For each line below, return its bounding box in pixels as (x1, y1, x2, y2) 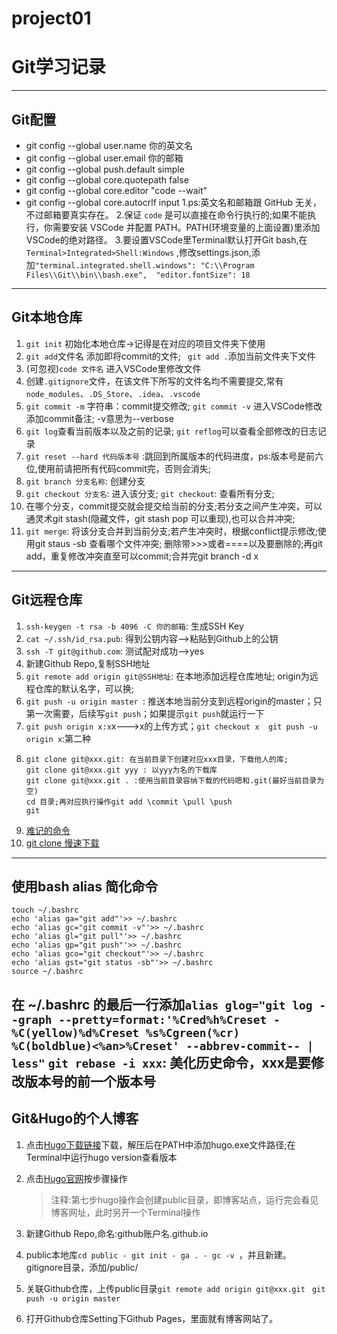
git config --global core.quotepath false (25, 173, 189, 186)
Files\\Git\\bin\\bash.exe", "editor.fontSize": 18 (25, 270, 251, 280)
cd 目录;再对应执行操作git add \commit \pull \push (25, 797, 233, 807)
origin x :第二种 (25, 732, 92, 744)
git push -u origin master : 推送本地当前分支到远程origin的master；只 (25, 695, 323, 707)
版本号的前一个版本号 (24, 1073, 156, 1090)
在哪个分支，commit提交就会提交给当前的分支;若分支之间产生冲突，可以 (25, 500, 323, 512)
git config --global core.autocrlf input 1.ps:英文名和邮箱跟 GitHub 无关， (25, 196, 323, 208)
